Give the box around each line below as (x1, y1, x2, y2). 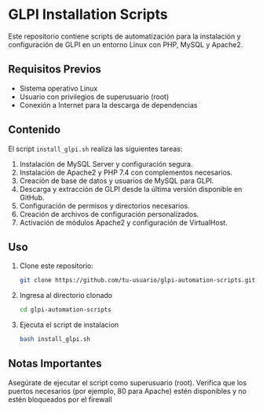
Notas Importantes (8, 357, 102, 370)
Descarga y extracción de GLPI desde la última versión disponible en (19, 184, 243, 193)
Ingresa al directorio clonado (19, 291, 113, 300)
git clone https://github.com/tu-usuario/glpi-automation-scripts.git (19, 277, 256, 285)
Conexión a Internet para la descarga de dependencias (19, 100, 198, 109)
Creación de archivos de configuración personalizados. (19, 209, 199, 219)
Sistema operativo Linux (19, 83, 98, 93)
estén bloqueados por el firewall (8, 395, 112, 404)
